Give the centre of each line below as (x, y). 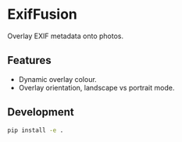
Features (29, 60)
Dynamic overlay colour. (57, 79)
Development (41, 112)
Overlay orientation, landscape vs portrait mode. (96, 87)
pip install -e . (36, 130)
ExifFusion (42, 14)
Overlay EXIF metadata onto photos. (66, 36)
